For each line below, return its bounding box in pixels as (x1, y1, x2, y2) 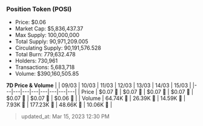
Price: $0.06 (15, 19, 47, 26)
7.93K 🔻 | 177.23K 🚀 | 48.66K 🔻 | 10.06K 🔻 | (6, 101, 112, 108)
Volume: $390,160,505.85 (15, 70, 79, 78)
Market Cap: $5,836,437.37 (15, 25, 84, 32)
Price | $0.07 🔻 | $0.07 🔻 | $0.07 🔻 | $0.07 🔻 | (81, 88, 194, 96)
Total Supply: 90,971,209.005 (15, 38, 89, 45)
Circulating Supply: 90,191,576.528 (15, 44, 101, 51)
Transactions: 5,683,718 (15, 64, 75, 71)
